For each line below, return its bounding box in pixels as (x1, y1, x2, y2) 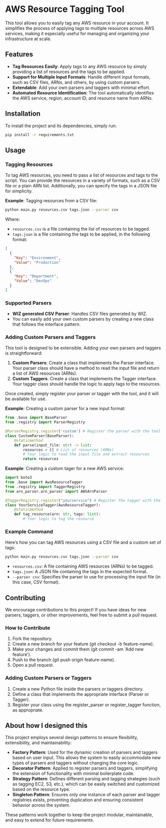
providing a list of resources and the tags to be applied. (12, 69, 125, 75)
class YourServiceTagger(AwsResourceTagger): (5, 502, 101, 507)
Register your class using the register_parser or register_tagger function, (12, 702, 161, 708)
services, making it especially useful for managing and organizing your (5, 30, 150, 36)
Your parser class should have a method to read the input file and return (12, 365, 160, 371)
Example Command (5, 528, 54, 535)
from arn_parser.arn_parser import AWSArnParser (5, 489, 108, 494)
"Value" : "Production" (14, 260, 61, 265)
